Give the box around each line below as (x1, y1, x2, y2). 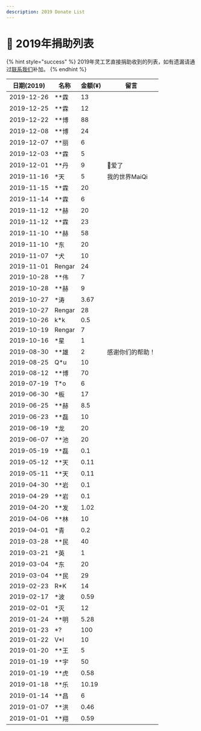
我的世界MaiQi (107, 172, 148, 181)
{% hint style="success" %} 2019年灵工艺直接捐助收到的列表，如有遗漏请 (6, 58, 190, 65)
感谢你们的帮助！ (107, 348, 156, 356)
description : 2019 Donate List (6, 8, 85, 15)
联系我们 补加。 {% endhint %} (11, 65, 87, 73)
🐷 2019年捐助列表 (6, 37, 94, 50)
